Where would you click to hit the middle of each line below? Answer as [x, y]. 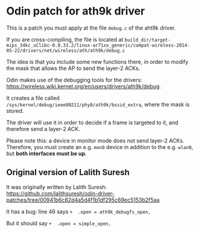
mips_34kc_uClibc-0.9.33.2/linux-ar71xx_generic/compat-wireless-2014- [98, 45]
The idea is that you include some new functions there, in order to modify [97, 62]
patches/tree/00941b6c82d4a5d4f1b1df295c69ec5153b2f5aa [83, 200]
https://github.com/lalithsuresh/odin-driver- [60, 193]
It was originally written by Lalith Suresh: [57, 187]
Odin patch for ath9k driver [76, 11]
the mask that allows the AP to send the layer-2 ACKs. [73, 68]
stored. [15, 110]
